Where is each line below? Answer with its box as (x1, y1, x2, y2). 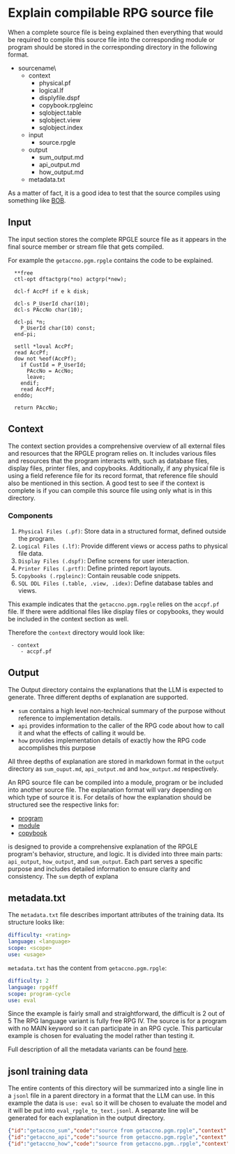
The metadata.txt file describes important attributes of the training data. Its (8, 911, 225, 919)
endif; (20, 380, 40, 387)
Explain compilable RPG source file (8, 5, 214, 21)
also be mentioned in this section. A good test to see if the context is (8, 479, 205, 487)
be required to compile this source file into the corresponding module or (8, 35, 215, 43)
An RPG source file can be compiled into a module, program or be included (8, 778, 224, 786)
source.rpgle (38, 138, 76, 146)
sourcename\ (17, 64, 56, 72)
